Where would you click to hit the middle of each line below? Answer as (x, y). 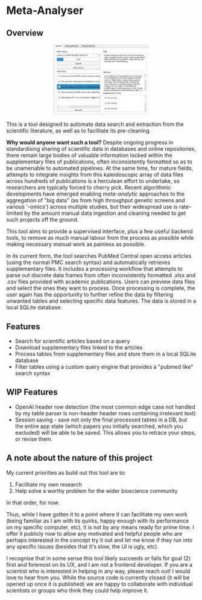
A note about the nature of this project (79, 458)
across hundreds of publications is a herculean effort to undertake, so (93, 181)
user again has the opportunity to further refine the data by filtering (90, 295)
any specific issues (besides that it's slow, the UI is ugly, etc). (82, 546)
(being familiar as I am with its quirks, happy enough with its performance (97, 521)
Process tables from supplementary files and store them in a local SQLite (106, 354)
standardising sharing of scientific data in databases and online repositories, (101, 149)
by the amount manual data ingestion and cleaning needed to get (105, 213)
